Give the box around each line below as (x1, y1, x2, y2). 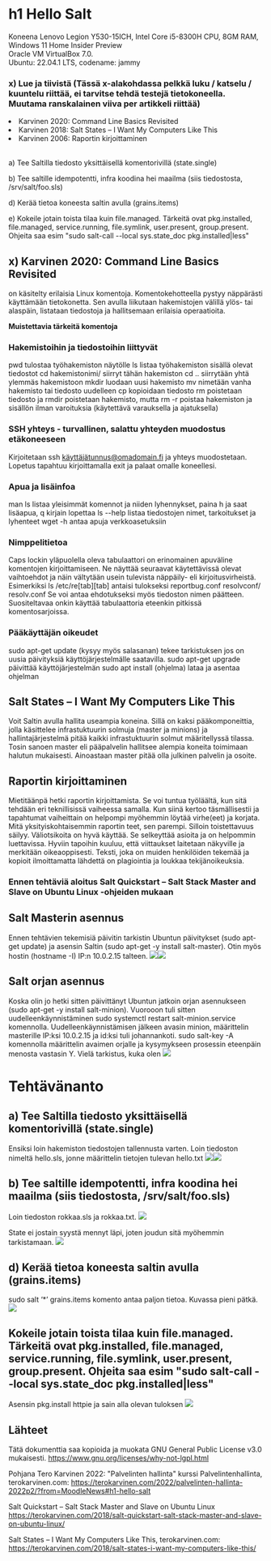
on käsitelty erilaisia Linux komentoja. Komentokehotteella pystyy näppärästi (8, 289, 263, 298)
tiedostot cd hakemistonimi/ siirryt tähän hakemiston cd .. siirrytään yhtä (8, 369, 249, 378)
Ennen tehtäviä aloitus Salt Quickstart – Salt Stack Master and (8, 876, 256, 887)
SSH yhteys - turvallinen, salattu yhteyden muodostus (8, 423, 227, 434)
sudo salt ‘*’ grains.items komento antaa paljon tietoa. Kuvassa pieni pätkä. (8, 1294, 259, 1305)
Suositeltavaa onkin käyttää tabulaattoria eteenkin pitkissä (8, 598, 202, 608)
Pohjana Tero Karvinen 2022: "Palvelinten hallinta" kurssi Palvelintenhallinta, (8, 1469, 263, 1478)
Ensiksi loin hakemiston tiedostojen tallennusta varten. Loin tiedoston (8, 1144, 239, 1153)
